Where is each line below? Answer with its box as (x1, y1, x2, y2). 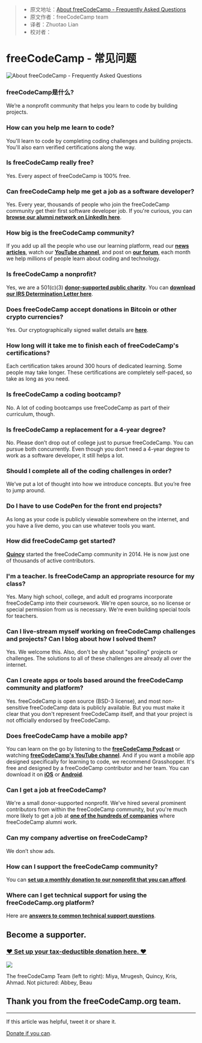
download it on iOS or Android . (6, 771, 84, 778)
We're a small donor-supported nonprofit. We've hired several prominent (6, 800, 186, 807)
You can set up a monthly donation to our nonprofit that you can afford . (6, 876, 188, 883)
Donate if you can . (6, 1029, 52, 1036)
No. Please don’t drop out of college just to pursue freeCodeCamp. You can (6, 439, 194, 446)
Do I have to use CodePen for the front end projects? (6, 502, 162, 510)
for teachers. (6, 613, 38, 620)
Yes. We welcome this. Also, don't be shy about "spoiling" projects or (6, 649, 178, 656)
